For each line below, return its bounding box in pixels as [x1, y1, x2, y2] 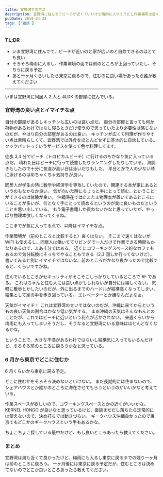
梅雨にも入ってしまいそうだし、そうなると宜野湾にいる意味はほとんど [5, 320, 145, 326]
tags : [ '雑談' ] [5, 20, 34, 26]
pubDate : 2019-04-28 [5, 16, 47, 21]
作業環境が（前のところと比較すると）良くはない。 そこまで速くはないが [5, 233, 151, 238]
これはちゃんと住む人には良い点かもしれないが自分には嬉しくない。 [14, 280, 151, 286]
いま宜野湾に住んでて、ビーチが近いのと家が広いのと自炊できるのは [12, 48, 148, 54]
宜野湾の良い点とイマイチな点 [5, 107, 75, 114]
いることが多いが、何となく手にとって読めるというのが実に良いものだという [5, 200, 158, 206]
